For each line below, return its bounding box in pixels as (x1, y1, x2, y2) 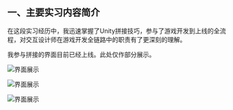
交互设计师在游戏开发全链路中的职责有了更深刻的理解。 (25, 35, 187, 43)
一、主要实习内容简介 (7, 6, 100, 19)
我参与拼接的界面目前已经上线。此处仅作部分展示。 (7, 50, 156, 58)
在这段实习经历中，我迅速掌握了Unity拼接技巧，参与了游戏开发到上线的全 (7, 27, 220, 35)
